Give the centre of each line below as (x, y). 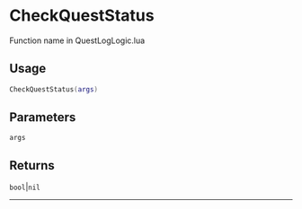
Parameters (43, 118)
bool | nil (25, 187)
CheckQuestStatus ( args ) (54, 89)
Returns (32, 165)
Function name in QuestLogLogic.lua (77, 40)
